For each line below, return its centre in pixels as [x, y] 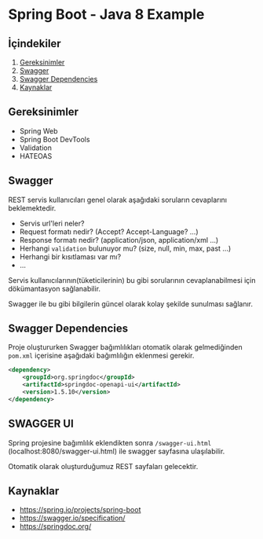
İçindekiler [35, 44]
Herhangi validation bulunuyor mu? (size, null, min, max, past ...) [125, 248]
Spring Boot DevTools [55, 139]
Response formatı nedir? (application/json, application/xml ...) [119, 240]
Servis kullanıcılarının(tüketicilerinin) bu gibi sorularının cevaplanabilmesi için [132, 280]
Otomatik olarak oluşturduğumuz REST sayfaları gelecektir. [103, 466]
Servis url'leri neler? [52, 223]
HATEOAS [36, 156]
